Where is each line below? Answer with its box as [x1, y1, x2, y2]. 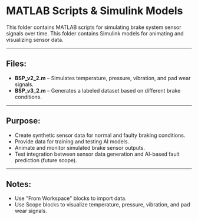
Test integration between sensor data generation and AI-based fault [14, 150, 180, 157]
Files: [6, 59, 27, 69]
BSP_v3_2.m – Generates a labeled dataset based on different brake [14, 87, 181, 94]
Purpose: [6, 116, 41, 126]
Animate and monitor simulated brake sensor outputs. [14, 144, 146, 151]
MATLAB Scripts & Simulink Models [6, 4, 183, 18]
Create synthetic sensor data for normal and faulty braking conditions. [14, 132, 186, 139]
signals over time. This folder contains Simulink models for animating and [6, 29, 184, 37]
